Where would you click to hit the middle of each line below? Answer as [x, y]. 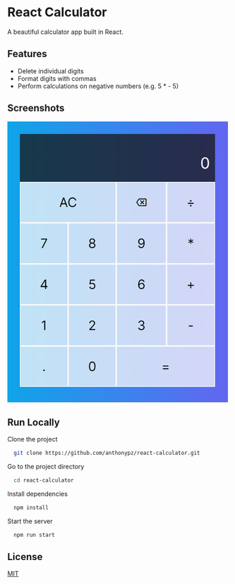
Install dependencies [38, 494]
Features [27, 54]
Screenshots [36, 108]
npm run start [34, 535]
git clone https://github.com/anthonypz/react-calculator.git [107, 453]
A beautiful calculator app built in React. [65, 32]
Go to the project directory [46, 466]
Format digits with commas [57, 78]
